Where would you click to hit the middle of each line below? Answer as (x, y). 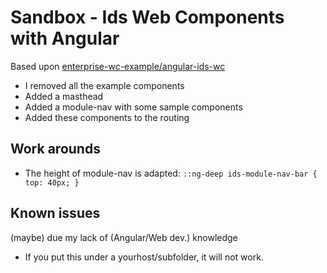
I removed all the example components (104, 85)
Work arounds (55, 149)
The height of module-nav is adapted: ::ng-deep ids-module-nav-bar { (171, 173)
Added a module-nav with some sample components (133, 107)
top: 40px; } (52, 182)
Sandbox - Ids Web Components (147, 17)
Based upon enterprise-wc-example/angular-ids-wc (118, 66)
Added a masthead (64, 96)
